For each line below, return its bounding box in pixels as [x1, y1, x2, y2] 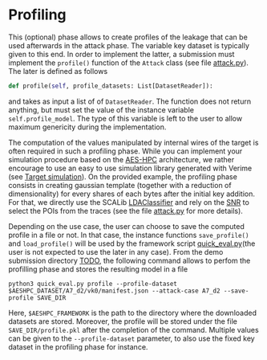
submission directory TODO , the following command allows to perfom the [8, 256, 251, 265]
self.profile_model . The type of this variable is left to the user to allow [8, 113, 243, 123]
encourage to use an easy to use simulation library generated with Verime [8, 163, 253, 173]
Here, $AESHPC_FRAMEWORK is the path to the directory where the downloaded [8, 308, 257, 317]
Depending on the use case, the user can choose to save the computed [8, 221, 245, 231]
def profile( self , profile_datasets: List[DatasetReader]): [8, 82, 214, 90]
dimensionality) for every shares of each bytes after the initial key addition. [8, 189, 255, 198]
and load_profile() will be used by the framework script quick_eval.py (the [8, 239, 256, 248]
